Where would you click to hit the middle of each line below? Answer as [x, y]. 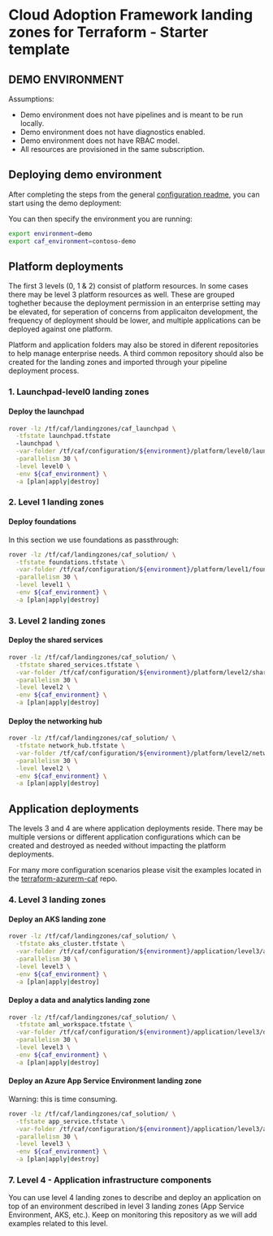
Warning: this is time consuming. [63, 1099]
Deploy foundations [43, 522]
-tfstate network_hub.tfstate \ [71, 746]
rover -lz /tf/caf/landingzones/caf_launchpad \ [92, 428]
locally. [32, 123]
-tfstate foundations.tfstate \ [71, 562]
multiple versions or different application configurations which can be [125, 837]
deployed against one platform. [61, 329]
